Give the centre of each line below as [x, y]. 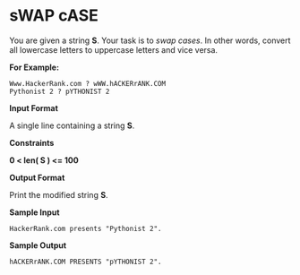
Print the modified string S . [59, 194]
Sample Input [34, 212]
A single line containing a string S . [72, 125]
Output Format [37, 177]
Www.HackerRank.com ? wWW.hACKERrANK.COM [88, 83]
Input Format [34, 107]
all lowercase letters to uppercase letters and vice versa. [113, 49]
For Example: [34, 67]
